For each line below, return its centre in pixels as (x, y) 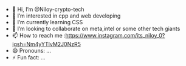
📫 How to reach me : (39, 35)
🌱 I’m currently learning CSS (47, 22)
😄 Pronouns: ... (32, 51)
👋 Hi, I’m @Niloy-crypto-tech (48, 9)
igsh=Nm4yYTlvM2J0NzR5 (46, 44)
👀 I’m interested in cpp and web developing (66, 16)
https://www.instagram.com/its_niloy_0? (115, 35)
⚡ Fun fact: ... (29, 57)
